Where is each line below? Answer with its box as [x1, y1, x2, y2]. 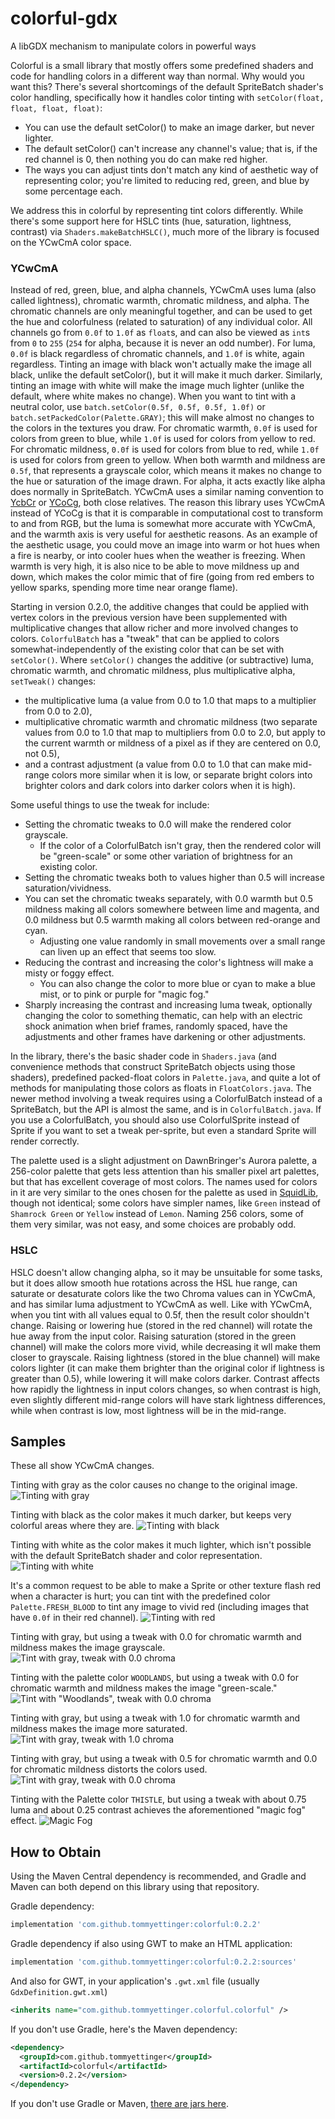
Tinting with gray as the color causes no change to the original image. [10, 1479, 298, 1491]
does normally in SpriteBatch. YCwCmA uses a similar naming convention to [10, 486, 324, 498]
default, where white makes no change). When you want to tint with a [10, 390, 297, 402]
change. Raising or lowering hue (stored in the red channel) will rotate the [10, 1319, 313, 1331]
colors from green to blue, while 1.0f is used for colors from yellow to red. [10, 433, 316, 445]
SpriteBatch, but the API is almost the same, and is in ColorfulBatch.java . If [10, 1103, 322, 1116]
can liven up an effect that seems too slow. [39, 946, 217, 958]
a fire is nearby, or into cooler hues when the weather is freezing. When [10, 550, 306, 562]
